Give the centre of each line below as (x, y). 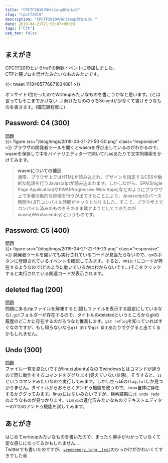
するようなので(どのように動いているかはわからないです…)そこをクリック (85, 267)
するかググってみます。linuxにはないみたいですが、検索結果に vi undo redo (82, 394)
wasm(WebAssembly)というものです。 (57, 214)
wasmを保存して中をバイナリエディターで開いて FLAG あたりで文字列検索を (81, 153)
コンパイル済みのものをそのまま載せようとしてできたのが (77, 208)
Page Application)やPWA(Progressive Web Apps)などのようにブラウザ (90, 189)
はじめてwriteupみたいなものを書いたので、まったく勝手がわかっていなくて (83, 436)
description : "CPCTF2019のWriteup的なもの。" (51, 19)
